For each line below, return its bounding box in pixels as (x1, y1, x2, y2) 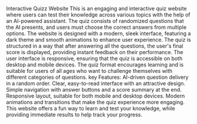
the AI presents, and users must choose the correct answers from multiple (6, 24, 187, 31)
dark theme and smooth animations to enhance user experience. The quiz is (6, 36, 191, 43)
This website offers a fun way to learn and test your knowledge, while (6, 105, 175, 112)
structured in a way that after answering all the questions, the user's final (6, 42, 184, 49)
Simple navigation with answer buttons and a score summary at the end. (6, 86, 182, 93)
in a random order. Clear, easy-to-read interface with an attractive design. (6, 80, 186, 87)
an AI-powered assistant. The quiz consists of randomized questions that (6, 18, 184, 24)
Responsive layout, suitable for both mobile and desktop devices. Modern (6, 92, 185, 99)
